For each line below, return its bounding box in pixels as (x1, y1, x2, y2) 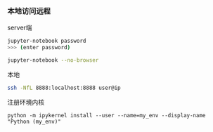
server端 (7, 23, 33, 32)
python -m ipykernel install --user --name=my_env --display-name (7, 112, 206, 119)
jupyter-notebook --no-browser (7, 57, 99, 64)
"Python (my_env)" (7, 118, 61, 125)
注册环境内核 (7, 98, 44, 106)
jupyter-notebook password (7, 37, 86, 45)
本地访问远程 (7, 6, 51, 15)
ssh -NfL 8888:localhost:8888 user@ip (7, 84, 121, 91)
